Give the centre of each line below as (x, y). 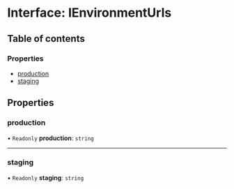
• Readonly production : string (50, 138)
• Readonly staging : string (46, 177)
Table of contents (46, 39)
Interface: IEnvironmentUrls (89, 13)
